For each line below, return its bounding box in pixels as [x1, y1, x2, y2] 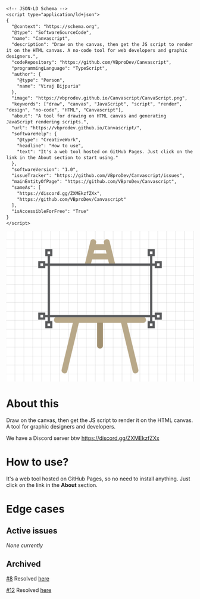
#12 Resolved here [6, 586, 52, 594]
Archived [6, 559, 41, 569]
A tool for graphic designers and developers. [6, 423, 116, 430]
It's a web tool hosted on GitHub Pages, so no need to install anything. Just [6, 475, 190, 482]
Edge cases [6, 502, 65, 516]
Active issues [6, 526, 58, 536]
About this [6, 397, 60, 411]
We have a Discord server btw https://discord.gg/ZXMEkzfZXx [6, 434, 160, 442]
